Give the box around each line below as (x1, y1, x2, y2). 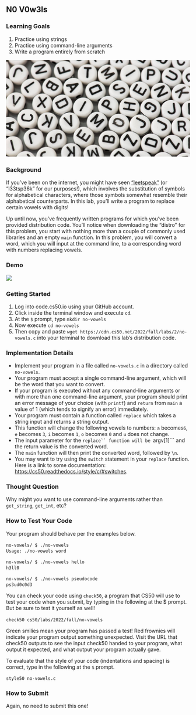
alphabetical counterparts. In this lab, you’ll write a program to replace (6, 198, 175, 205)
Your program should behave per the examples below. (6, 530, 136, 537)
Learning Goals (6, 22, 51, 30)
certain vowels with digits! (6, 204, 69, 211)
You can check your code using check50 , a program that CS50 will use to (6, 592, 181, 599)
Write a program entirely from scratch (14, 48, 106, 55)
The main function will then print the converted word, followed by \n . (14, 450, 179, 457)
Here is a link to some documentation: (14, 462, 106, 469)
